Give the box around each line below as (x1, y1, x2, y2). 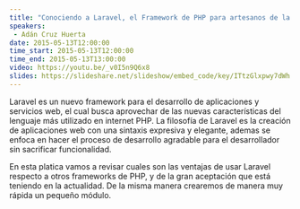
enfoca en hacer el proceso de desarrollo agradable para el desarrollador (9, 134, 280, 144)
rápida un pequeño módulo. (9, 189, 112, 200)
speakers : (9, 22, 47, 30)
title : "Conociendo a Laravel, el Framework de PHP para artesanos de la (9, 13, 291, 22)
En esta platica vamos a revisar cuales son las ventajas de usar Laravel (9, 161, 271, 171)
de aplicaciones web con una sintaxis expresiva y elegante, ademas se (9, 125, 271, 135)
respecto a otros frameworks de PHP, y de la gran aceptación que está (9, 170, 271, 181)
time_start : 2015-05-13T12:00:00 (9, 47, 134, 56)
